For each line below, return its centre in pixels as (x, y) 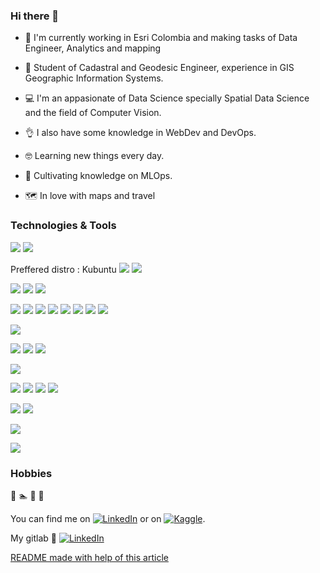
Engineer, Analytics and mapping (93, 48)
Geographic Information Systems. (94, 78)
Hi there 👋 (35, 16)
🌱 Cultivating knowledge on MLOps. (98, 176)
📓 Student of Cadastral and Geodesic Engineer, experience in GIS (159, 68)
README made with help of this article (89, 557)
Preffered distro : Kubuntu (63, 269)
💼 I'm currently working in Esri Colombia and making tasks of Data (161, 38)
